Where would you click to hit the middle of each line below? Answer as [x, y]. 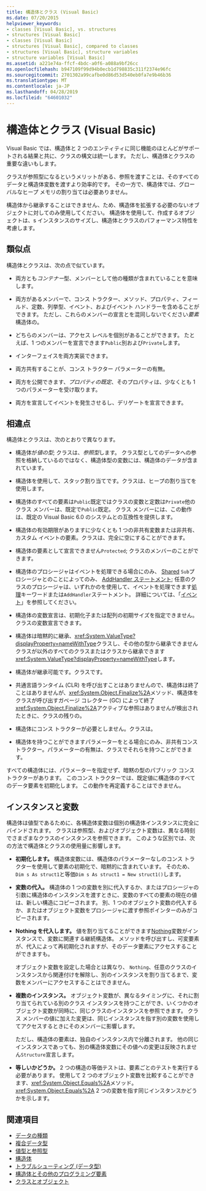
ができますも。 [34, 954]
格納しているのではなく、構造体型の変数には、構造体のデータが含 [109, 460]
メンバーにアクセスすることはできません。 [80, 982]
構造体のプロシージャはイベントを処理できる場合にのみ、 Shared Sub [102, 572]
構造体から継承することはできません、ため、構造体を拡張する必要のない [97, 205]
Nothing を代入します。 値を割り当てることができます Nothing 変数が [101, 931]
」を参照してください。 [50, 602]
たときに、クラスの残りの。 [50, 716]
